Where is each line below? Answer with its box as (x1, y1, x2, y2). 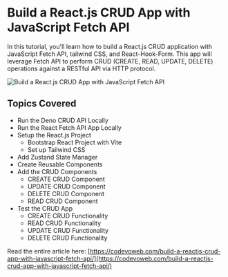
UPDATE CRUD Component (27, 182, 106, 191)
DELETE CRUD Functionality (27, 233, 108, 242)
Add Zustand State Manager (17, 153, 98, 161)
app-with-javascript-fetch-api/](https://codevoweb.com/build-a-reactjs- (7, 254, 213, 262)
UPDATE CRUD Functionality (27, 226, 109, 234)
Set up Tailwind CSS (27, 145, 86, 153)
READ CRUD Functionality (27, 219, 102, 227)
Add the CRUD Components (17, 167, 97, 175)
